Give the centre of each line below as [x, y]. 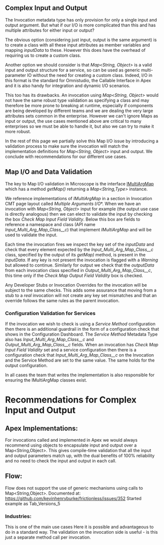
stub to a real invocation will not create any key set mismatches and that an [81, 295]
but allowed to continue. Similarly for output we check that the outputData [80, 265]
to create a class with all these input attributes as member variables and [78, 45]
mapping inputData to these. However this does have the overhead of [75, 50]
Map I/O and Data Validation [48, 172]
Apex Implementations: [42, 428]
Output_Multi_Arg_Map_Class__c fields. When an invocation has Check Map [82, 344]
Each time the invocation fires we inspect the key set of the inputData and [80, 244]
